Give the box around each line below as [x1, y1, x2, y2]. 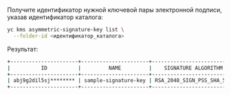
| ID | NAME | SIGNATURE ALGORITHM [7, 64, 223, 71]
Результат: [7, 44, 38, 53]
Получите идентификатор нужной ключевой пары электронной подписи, [7, 6, 222, 14]
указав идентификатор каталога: [7, 13, 103, 21]
